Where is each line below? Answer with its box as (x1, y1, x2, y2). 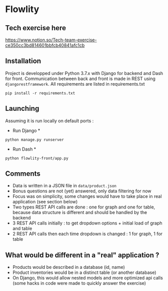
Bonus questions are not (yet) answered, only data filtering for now (12, 188, 152, 194)
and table (12, 226, 33, 232)
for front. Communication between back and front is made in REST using (5, 76, 156, 82)
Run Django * (12, 127, 40, 133)
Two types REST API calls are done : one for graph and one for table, (12, 204, 155, 210)
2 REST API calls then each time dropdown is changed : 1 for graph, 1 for (12, 231, 162, 237)
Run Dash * (12, 146, 36, 152)
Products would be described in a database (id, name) (12, 264, 125, 270)
